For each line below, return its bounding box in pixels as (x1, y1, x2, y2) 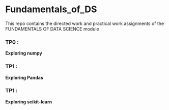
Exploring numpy (5, 50, 42, 57)
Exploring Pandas (5, 74, 43, 80)
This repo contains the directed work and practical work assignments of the (5, 20, 164, 26)
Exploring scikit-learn (5, 98, 52, 105)
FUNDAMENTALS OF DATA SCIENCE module (5, 25, 99, 32)
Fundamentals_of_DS (5, 4, 97, 15)
